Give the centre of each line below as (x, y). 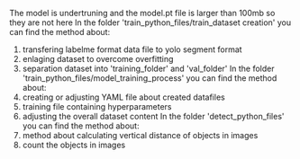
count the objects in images (74, 145)
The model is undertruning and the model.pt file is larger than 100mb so (142, 13)
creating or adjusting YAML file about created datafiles (123, 97)
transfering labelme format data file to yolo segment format (132, 49)
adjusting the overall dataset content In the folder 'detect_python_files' (153, 116)
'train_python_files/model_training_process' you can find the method (150, 78)
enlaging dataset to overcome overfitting (98, 59)
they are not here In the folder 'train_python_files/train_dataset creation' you (150, 22)
